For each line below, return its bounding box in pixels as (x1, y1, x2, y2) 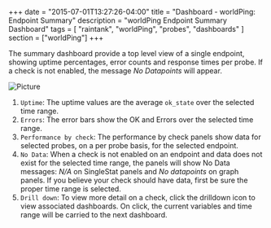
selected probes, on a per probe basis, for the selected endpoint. (20, 141, 238, 150)
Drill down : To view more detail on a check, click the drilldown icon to (20, 193, 256, 202)
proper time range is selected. (20, 184, 122, 194)
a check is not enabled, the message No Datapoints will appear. (8, 66, 222, 76)
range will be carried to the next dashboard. (20, 210, 168, 219)
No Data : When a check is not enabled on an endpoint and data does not (20, 150, 263, 159)
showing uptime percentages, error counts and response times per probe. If (8, 57, 263, 67)
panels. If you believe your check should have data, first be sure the (20, 175, 248, 185)
